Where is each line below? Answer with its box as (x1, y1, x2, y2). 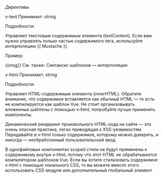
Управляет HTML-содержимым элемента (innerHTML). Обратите (5, 91, 141, 96)
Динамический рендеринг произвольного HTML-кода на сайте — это (5, 121, 151, 127)
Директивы (5, 4, 29, 10)
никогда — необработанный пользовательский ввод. (5, 137, 117, 143)
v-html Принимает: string (5, 72, 57, 78)
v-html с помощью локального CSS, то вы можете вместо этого (5, 162, 139, 168)
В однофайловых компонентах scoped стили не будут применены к (5, 147, 147, 152)
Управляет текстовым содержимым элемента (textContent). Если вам (5, 33, 152, 38)
